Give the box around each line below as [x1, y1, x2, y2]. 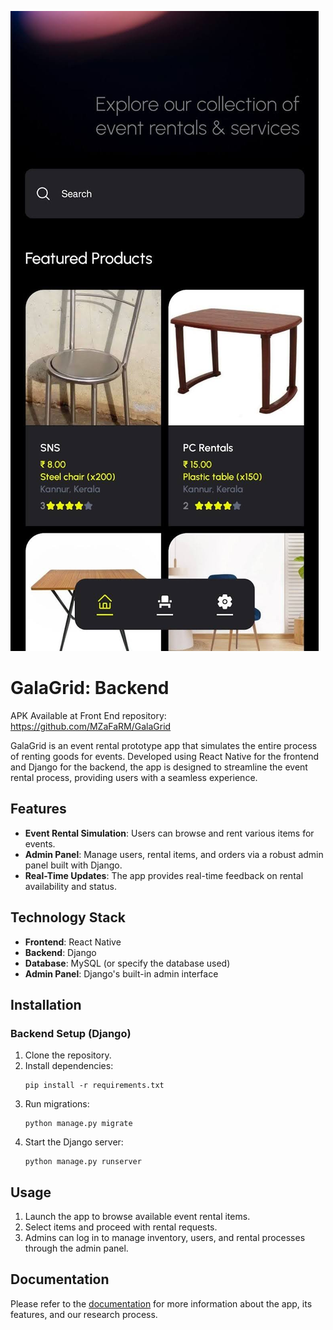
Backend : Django [24, 946, 97, 958]
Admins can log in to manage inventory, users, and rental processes [24, 1232, 306, 1244]
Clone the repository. [24, 1049, 112, 1061]
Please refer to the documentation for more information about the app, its [10, 1297, 313, 1310]
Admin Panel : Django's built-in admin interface [24, 967, 219, 980]
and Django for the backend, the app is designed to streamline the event [10, 761, 308, 773]
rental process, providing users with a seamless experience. [10, 771, 258, 783]
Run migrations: [24, 1098, 90, 1110]
